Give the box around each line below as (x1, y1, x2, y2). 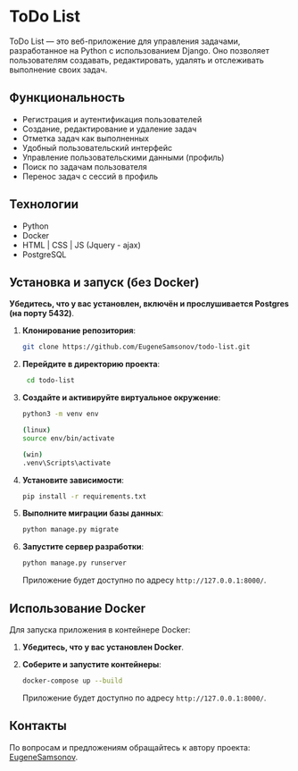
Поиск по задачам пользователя (21, 161, 147, 172)
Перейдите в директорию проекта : (21, 359, 161, 370)
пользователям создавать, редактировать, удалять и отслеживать (9, 54, 265, 65)
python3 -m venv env (21, 409, 99, 419)
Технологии (9, 197, 79, 212)
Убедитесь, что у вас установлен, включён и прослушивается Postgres (9, 298, 290, 309)
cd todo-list (26, 376, 75, 385)
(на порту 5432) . (9, 308, 74, 319)
